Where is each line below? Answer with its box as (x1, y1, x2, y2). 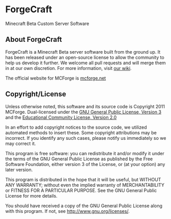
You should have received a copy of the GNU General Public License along (5, 203, 162, 209)
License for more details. (5, 192, 58, 199)
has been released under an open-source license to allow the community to (5, 54, 164, 60)
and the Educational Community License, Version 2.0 (5, 114, 117, 120)
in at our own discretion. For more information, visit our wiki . (5, 65, 132, 71)
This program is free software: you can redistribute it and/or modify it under (5, 150, 164, 156)
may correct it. (5, 140, 36, 147)
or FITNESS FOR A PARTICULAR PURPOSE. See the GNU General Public (5, 187, 157, 193)
